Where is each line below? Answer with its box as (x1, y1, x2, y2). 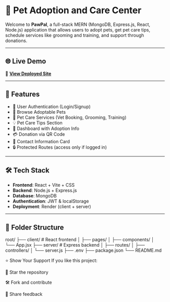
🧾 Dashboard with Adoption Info (12, 125, 79, 131)
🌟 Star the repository (5, 269, 49, 276)
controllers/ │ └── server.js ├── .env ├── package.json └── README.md (5, 247, 162, 253)
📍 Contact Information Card (12, 138, 70, 144)
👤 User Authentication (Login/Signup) (12, 104, 91, 110)
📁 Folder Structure (5, 223, 64, 231)
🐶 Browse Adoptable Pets (12, 109, 66, 115)
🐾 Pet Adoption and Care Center (5, 5, 142, 16)
